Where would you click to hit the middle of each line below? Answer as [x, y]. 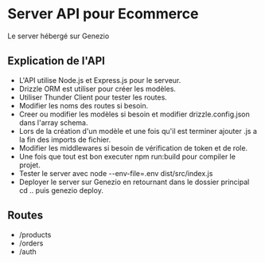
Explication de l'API [56, 61]
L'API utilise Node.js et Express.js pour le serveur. [100, 80]
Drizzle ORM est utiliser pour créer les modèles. [97, 88]
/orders [31, 243]
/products [35, 234]
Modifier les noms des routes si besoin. [84, 105]
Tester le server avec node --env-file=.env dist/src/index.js [116, 173]
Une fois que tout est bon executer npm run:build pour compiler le [127, 156]
